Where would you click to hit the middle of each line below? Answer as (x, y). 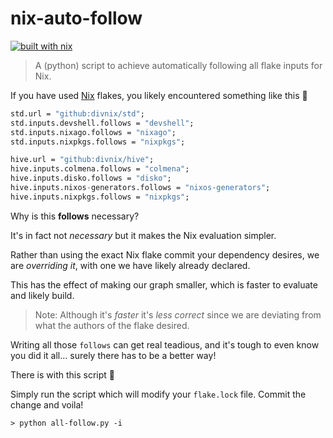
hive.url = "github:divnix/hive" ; (82, 160)
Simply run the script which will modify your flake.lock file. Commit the (158, 394)
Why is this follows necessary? (75, 216)
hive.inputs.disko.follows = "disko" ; (91, 178)
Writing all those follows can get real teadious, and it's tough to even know (165, 344)
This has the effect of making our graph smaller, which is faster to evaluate (164, 284)
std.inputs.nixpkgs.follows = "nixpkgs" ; (98, 142)
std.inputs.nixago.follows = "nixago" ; (93, 132)
